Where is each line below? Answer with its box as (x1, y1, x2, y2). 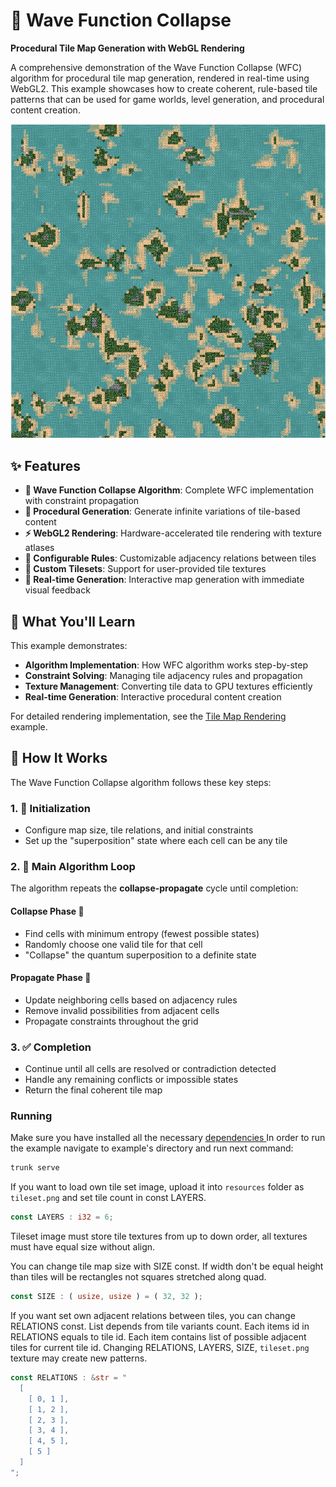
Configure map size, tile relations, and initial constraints (24, 824, 254, 836)
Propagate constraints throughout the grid (24, 1015, 199, 1027)
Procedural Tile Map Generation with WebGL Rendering (10, 42, 245, 54)
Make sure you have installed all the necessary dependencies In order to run (10, 1132, 326, 1144)
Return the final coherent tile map (24, 1084, 163, 1096)
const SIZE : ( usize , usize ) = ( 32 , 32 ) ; (10, 1292, 203, 1302)
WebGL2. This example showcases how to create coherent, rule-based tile (10, 82, 318, 94)
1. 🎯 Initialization (10, 801, 92, 815)
